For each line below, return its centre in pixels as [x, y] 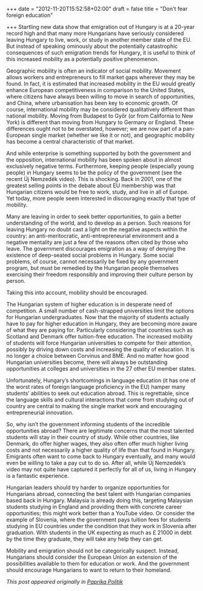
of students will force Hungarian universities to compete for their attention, [99, 343]
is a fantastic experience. [38, 476]
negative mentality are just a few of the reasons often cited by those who [98, 242]
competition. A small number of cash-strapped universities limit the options [100, 311]
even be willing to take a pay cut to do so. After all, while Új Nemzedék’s [96, 463]
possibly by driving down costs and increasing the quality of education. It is [101, 349]
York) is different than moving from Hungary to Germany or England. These [100, 122]
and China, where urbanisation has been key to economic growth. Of [92, 103]
